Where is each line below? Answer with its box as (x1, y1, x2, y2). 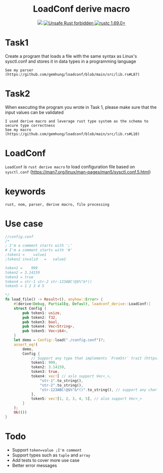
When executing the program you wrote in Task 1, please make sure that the (5, 104, 157, 110)
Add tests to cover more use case (12, 457, 80, 463)
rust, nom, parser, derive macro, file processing (5, 202, 110, 207)
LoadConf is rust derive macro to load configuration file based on (5, 164, 135, 170)
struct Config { (14, 306, 47, 311)
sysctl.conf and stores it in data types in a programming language (5, 58, 136, 64)
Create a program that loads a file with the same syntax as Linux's (5, 53, 137, 59)
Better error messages (12, 462, 57, 468)
